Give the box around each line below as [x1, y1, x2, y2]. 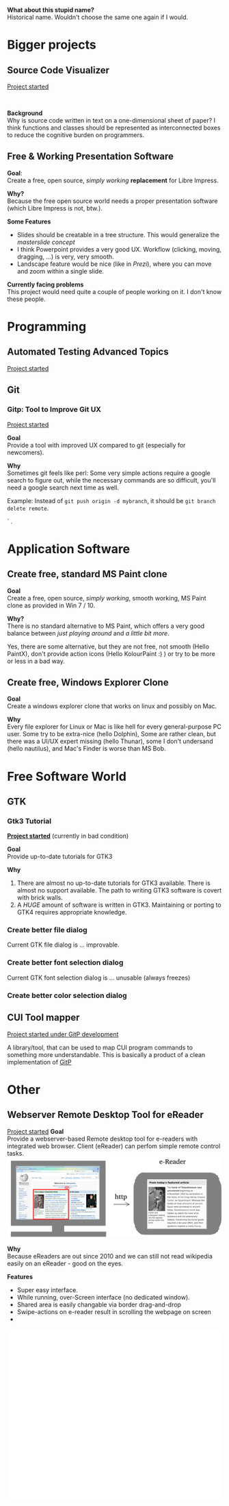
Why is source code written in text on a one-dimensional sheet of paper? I [7, 117, 216, 124]
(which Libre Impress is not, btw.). [7, 204, 103, 212]
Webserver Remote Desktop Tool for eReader [7, 1109, 204, 1121]
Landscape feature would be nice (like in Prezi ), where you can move [16, 260, 212, 268]
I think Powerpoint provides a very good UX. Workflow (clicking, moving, [16, 245, 222, 253]
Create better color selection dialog [7, 991, 128, 1000]
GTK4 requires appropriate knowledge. [16, 908, 127, 916]
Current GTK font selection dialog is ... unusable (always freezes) [7, 973, 191, 982]
